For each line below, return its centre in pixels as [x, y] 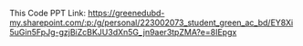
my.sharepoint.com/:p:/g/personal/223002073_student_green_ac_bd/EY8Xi [151, 23]
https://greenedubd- [126, 13]
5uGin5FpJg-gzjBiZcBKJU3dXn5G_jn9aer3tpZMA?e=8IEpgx [123, 32]
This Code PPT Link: [48, 13]
